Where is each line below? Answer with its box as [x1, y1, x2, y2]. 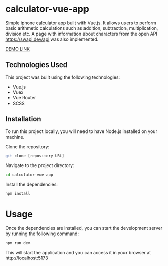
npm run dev [5, 241, 30, 246]
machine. [5, 134, 25, 140]
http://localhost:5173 [5, 255, 48, 261]
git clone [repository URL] [5, 153, 65, 158]
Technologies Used [5, 60, 67, 69]
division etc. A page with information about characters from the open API [5, 30, 158, 37]
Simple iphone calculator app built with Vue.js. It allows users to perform [5, 20, 156, 26]
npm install [5, 191, 30, 196]
